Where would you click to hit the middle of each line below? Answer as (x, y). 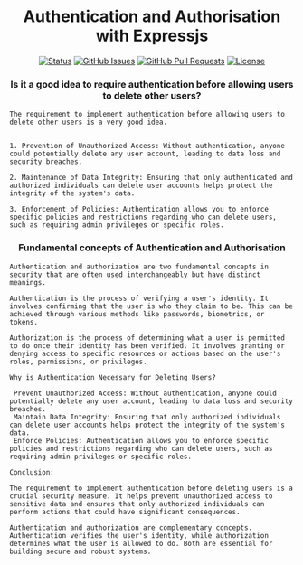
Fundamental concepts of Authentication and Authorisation (152, 248)
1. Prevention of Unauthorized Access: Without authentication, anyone (147, 146)
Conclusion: (32, 472)
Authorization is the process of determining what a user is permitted (147, 338)
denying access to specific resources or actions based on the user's (145, 353)
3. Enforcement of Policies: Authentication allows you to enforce (139, 210)
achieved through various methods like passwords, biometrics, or (137, 314)
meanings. (28, 282)
